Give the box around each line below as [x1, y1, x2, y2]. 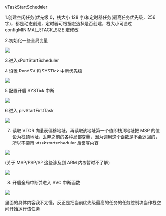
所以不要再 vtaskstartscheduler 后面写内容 [12, 140, 99, 145]
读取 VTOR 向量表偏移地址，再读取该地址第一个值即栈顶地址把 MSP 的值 [12, 128, 160, 133]
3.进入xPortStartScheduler [5, 57, 59, 63]
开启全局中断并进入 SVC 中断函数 [12, 180, 81, 185]
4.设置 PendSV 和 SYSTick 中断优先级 [5, 68, 83, 73]
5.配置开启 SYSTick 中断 [5, 88, 55, 93]
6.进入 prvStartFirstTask [5, 108, 54, 113]
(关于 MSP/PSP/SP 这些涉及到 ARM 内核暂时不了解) [5, 160, 110, 165]
